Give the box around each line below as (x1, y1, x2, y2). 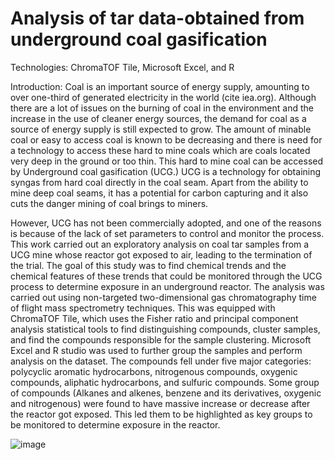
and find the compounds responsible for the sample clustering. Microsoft (10, 333, 312, 346)
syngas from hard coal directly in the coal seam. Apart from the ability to (10, 176, 309, 188)
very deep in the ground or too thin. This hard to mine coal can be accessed (10, 155, 324, 167)
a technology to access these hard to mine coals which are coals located (10, 144, 311, 156)
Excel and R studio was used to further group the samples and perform (10, 344, 303, 356)
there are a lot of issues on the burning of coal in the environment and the (10, 102, 314, 114)
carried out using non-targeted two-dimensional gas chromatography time (10, 291, 317, 303)
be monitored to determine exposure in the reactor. (10, 418, 221, 431)
